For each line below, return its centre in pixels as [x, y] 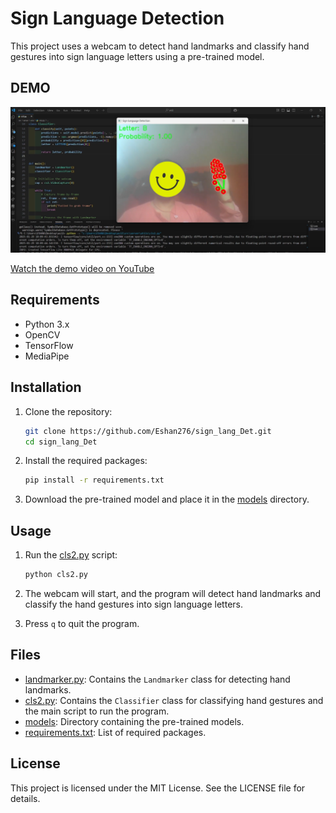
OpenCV [42, 334]
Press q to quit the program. [82, 623]
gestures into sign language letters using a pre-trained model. [137, 56]
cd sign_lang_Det [61, 442]
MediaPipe [47, 356]
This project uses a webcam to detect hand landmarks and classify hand [160, 46]
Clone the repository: [68, 411]
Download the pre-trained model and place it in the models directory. [167, 499]
